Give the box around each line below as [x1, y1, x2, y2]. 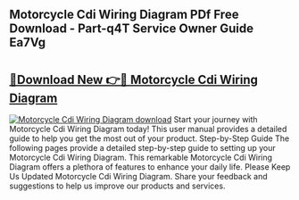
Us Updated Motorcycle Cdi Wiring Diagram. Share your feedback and [9, 171, 268, 181]
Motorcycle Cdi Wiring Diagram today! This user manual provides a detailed [9, 124, 287, 134]
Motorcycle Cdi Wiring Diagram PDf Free [9, 7, 239, 22]
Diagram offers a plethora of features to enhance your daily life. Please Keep [9, 162, 291, 172]
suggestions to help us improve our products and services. [9, 180, 226, 191]
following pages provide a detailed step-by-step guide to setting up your [9, 143, 277, 153]
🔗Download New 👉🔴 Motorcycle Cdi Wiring [9, 71, 259, 87]
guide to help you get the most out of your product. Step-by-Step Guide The [9, 133, 290, 144]
